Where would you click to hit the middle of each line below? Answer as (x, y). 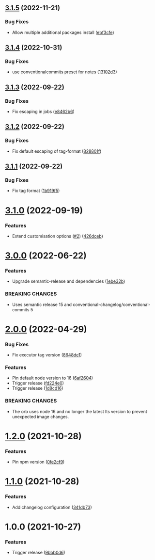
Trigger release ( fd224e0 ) (38, 383)
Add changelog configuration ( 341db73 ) (52, 507)
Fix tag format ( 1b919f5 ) (36, 191)
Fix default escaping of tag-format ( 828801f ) (57, 151)
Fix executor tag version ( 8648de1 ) (47, 355)
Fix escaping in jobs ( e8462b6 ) (43, 112)
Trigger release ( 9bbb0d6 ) (39, 553)
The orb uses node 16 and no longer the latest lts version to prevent (80, 411)
